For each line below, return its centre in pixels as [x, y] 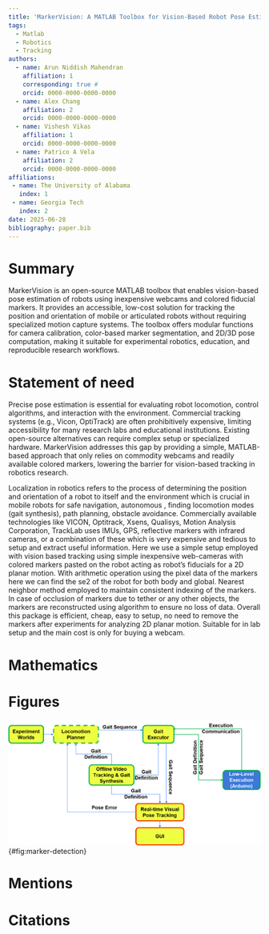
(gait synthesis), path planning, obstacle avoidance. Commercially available [132, 514]
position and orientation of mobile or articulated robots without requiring [127, 316]
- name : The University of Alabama [71, 186]
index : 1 [33, 194]
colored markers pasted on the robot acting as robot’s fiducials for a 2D [126, 565]
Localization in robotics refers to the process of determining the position [127, 488]
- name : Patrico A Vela [55, 152]
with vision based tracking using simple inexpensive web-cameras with [126, 556]
